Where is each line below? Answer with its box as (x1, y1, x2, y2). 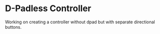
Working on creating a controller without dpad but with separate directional (5, 19, 155, 25)
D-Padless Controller (5, 3, 91, 14)
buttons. (5, 24, 22, 30)
